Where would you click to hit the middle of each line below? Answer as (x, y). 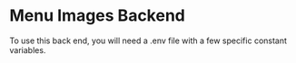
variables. (28, 49)
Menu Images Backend (98, 16)
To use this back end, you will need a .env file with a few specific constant (148, 40)
